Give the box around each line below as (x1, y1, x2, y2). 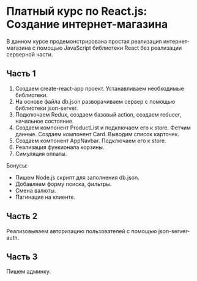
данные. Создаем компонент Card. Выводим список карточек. (15, 130, 180, 137)
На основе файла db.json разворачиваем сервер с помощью (15, 98, 176, 105)
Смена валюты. (15, 187, 56, 194)
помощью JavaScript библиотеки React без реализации (36, 44, 182, 52)
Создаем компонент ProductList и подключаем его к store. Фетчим (15, 124, 191, 131)
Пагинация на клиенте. (15, 193, 75, 201)
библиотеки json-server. (15, 104, 78, 112)
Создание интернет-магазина (6, 17, 168, 31)
